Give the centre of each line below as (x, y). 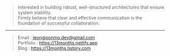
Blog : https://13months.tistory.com (54, 48)
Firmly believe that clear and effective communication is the (80, 18)
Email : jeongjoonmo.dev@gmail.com (56, 37)
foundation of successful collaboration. (58, 23)
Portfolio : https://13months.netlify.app (57, 43)
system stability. (35, 12)
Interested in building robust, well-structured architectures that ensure (91, 7)
